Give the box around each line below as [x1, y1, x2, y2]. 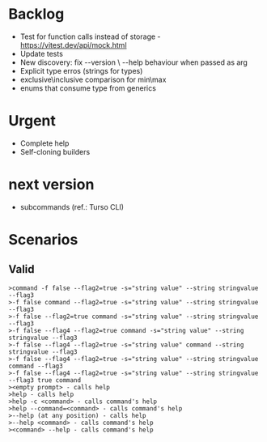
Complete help [19, 138, 70, 148]
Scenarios [8, 231, 78, 249]
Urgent [8, 112, 57, 130]
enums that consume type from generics [19, 83, 156, 93]
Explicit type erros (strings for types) [19, 66, 143, 75]
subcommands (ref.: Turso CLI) [19, 202, 124, 211]
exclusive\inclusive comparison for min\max [19, 74, 167, 84]
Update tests [19, 49, 63, 58]
